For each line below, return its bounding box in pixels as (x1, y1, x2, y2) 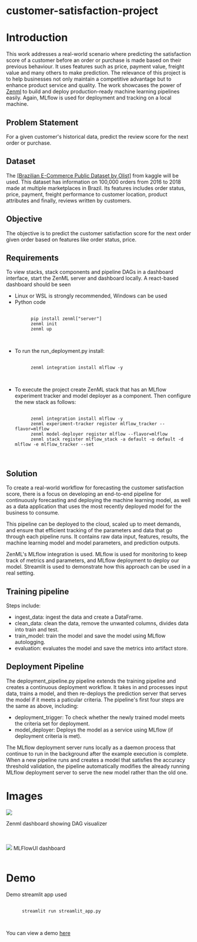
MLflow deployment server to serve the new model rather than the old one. (6, 769, 188, 776)
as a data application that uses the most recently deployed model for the (6, 503, 182, 510)
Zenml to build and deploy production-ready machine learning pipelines (6, 88, 180, 95)
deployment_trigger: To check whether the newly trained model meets (14, 713, 185, 721)
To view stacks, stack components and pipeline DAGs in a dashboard (6, 269, 173, 276)
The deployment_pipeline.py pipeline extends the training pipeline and (6, 677, 176, 684)
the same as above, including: (6, 702, 79, 709)
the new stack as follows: (14, 399, 76, 406)
